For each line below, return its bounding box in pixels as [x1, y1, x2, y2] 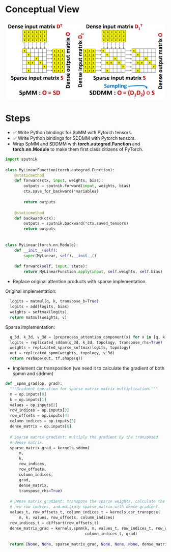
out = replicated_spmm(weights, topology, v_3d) [10, 351, 115, 356]
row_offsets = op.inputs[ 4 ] [10, 413, 70, 418]
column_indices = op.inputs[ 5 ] [10, 418, 76, 424]
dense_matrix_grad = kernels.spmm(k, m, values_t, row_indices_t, [10, 526, 154, 531]
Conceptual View [5, 4, 80, 15]
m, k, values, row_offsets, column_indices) [18, 515, 115, 520]
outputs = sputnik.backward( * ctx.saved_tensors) [23, 221, 129, 226]
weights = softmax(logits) [10, 309, 67, 315]
